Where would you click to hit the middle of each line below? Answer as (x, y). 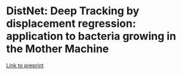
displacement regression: (71, 24)
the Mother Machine (58, 49)
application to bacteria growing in (91, 36)
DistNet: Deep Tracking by (73, 11)
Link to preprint (25, 65)
